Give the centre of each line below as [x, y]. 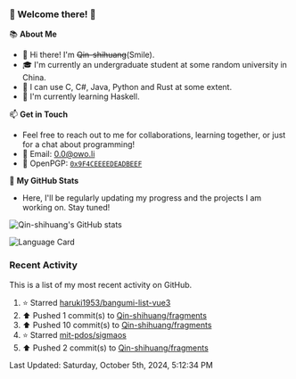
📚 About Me [33, 34]
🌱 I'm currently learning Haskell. [81, 96]
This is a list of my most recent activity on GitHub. [101, 284]
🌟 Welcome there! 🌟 [53, 14]
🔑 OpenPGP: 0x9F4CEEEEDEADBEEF [82, 163]
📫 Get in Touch [39, 114]
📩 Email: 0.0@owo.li [58, 154]
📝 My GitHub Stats [44, 181]
